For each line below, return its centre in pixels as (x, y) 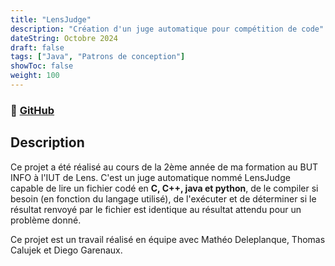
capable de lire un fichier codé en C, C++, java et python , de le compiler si (164, 188)
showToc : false (42, 66)
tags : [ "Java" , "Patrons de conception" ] (98, 57)
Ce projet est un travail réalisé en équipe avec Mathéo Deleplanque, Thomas (168, 239)
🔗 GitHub (32, 110)
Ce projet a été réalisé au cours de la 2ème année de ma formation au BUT (164, 167)
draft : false (37, 47)
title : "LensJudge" (51, 19)
